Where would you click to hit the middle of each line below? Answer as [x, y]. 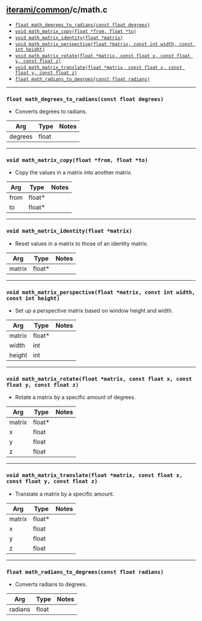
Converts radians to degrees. [51, 584]
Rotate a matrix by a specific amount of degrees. [75, 398]
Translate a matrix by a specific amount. [65, 494]
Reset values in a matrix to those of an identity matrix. [81, 243]
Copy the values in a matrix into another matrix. [74, 173]
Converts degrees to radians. [51, 111]
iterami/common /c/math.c [57, 10]
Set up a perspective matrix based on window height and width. [94, 310]
